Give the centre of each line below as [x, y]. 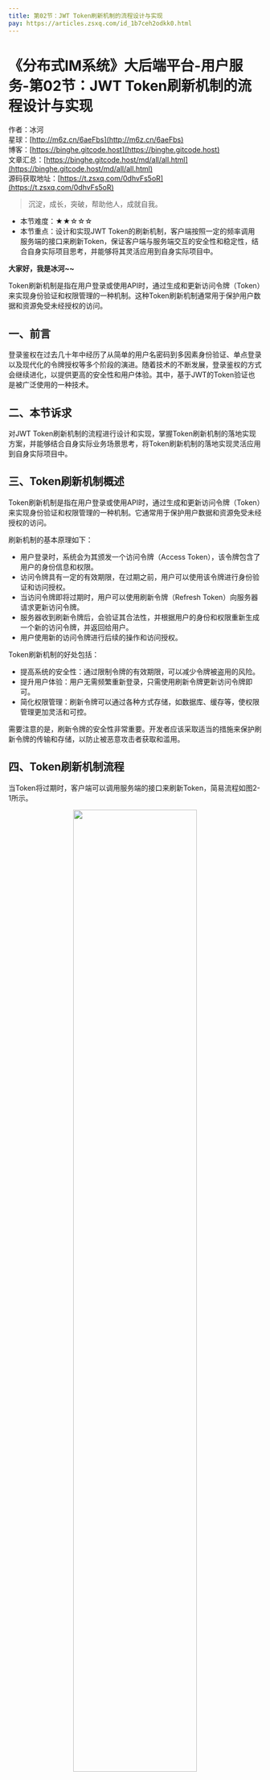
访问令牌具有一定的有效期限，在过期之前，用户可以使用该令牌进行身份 [136, 577]
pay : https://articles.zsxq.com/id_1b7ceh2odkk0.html [100, 23]
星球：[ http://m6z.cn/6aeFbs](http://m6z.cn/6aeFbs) [96, 140]
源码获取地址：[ [35, 179]
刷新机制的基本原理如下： [51, 540]
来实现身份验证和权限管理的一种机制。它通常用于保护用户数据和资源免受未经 [135, 512]
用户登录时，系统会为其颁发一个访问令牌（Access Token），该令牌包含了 [140, 557]
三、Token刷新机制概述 [66, 481]
